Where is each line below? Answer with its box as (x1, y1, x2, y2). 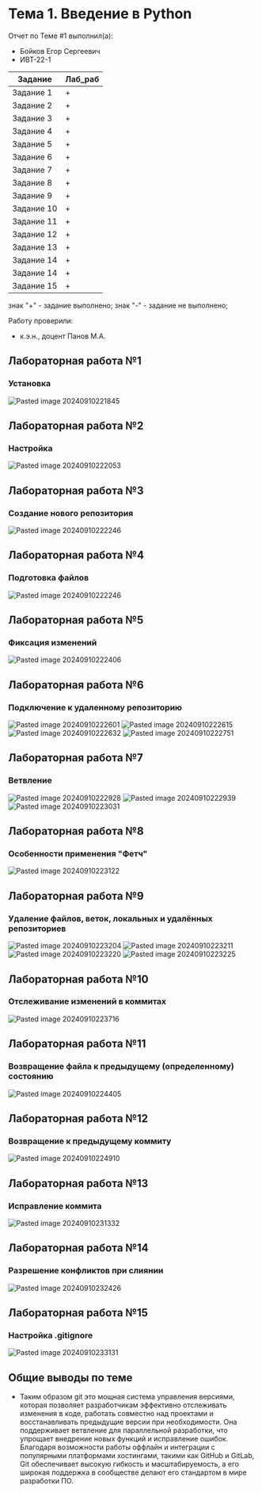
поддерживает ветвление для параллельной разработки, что (19, 1426, 228, 1435)
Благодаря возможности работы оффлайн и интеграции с (19, 1442, 215, 1452)
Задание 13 (12, 241, 58, 252)
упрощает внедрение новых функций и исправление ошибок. (19, 1434, 229, 1444)
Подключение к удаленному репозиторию (8, 702, 183, 713)
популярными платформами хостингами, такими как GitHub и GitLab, (19, 1451, 255, 1460)
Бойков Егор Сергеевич (19, 46, 101, 56)
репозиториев (8, 923, 66, 934)
